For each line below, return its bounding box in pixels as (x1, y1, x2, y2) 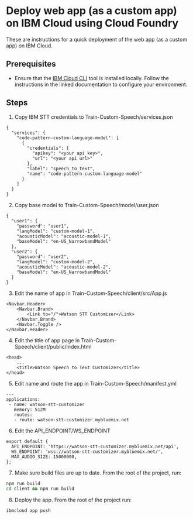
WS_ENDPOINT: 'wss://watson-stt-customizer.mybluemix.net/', (11, 449, 164, 455)
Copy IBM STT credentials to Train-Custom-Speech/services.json (14, 113, 173, 121)
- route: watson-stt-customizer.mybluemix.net (13, 417, 130, 422)
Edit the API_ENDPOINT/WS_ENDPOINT (14, 427, 111, 434)
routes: (13, 411, 33, 418)
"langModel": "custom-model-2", (16, 259, 95, 264)
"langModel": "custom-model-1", (16, 228, 95, 234)
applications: (6, 396, 41, 402)
